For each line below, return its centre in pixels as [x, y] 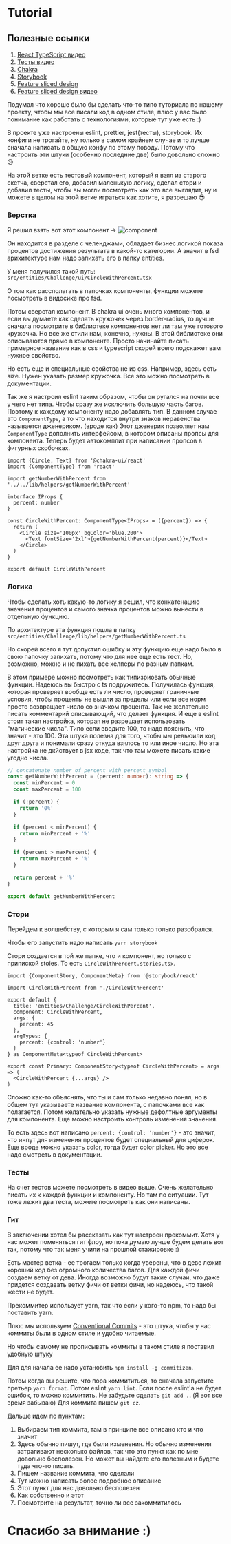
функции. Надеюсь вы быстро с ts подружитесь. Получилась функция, [111, 684]
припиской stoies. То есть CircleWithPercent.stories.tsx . [91, 963]
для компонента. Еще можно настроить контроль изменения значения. [112, 1119]
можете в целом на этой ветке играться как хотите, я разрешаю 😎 [106, 197]
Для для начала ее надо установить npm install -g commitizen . [100, 1368]
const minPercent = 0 [44, 783]
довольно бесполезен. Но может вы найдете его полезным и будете [118, 1459]
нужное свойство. [34, 356]
